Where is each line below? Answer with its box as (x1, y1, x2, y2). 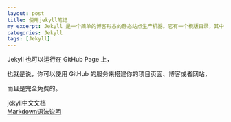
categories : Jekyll (7, 29, 63, 36)
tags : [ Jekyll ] (7, 36, 51, 42)
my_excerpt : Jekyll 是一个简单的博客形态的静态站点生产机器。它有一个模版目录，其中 (7, 23, 225, 29)
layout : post (7, 10, 45, 17)
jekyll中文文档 (7, 99, 46, 107)
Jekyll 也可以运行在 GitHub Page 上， (7, 56, 113, 64)
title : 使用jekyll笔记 (7, 16, 68, 23)
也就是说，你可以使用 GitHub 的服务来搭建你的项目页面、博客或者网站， (7, 70, 211, 78)
